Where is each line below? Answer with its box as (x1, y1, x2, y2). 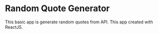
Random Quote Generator (5, 3, 110, 14)
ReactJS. (5, 24, 23, 30)
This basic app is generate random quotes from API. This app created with (5, 19, 153, 25)
